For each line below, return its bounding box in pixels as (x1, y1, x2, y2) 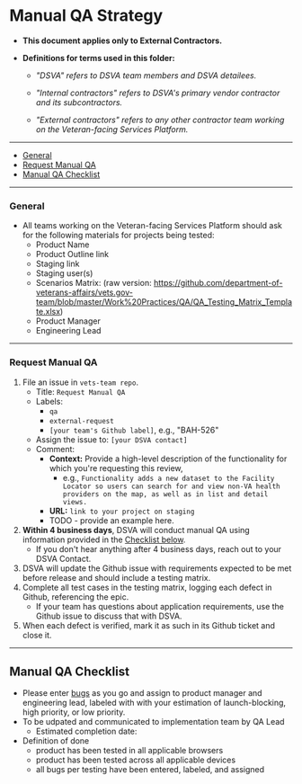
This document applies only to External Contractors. (22, 35, 223, 46)
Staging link (35, 258, 80, 270)
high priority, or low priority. (22, 707, 126, 717)
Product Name (35, 239, 90, 250)
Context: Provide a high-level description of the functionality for (49, 453, 288, 464)
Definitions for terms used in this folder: (22, 52, 175, 63)
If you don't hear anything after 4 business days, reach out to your (35, 543, 281, 554)
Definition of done (22, 735, 90, 746)
